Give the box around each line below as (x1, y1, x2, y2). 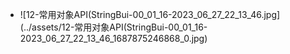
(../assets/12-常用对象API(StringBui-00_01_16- (19, 21, 208, 33)
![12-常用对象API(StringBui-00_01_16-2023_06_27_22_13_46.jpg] (19, 9, 281, 20)
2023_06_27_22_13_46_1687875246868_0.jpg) (19, 33, 208, 44)
